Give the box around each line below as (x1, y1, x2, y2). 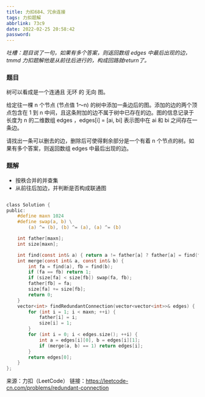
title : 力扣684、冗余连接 (6, 9, 66, 15)
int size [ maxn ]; (17, 241, 59, 247)
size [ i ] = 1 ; (38, 320, 72, 326)
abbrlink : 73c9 (6, 20, 45, 26)
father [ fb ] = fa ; (28, 281, 72, 287)
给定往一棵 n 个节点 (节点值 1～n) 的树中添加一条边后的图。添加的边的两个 (6, 101, 192, 109)
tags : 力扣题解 (6, 15, 41, 21)
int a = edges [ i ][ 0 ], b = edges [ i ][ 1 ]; (38, 337, 140, 343)
